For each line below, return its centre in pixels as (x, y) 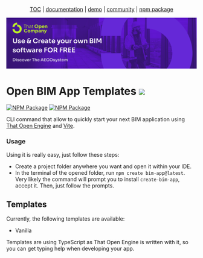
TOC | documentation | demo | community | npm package (101, 9)
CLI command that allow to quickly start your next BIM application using (96, 119)
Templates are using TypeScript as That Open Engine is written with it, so (97, 242)
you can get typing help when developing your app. (70, 249)
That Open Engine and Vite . (40, 126)
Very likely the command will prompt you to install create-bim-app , (97, 179)
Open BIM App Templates (72, 91)
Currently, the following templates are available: (66, 219)
